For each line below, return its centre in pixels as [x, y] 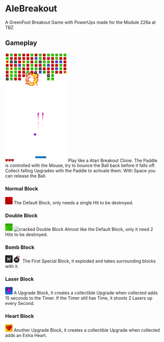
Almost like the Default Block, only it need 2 [109, 229]
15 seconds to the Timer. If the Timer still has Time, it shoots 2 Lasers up [79, 298]
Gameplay [21, 43]
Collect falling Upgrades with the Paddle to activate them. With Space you [80, 171]
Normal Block [22, 189]
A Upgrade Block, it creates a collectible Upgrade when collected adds [86, 293]
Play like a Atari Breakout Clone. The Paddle [113, 160]
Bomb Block [20, 247]
